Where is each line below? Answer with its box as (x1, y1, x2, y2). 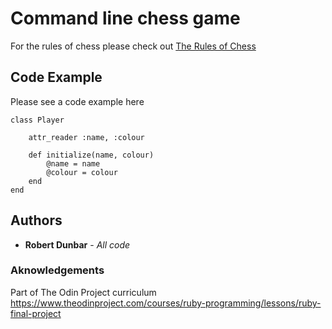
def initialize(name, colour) (28, 150, 155, 160)
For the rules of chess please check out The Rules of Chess (10, 40, 257, 52)
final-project (10, 307, 62, 319)
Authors (10, 212, 63, 229)
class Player (10, 115, 65, 125)
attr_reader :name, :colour (28, 132, 145, 142)
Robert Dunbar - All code (24, 238, 131, 251)
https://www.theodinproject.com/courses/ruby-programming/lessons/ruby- (10, 297, 322, 309)
